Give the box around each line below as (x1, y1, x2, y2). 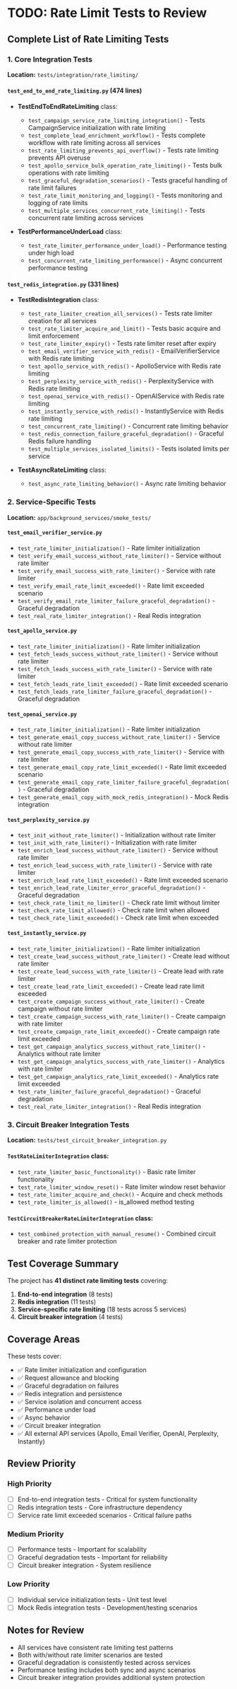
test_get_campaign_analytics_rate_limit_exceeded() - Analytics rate (17, 1072, 219, 1080)
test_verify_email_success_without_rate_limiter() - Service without (17, 551, 221, 559)
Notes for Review (7, 1625, 85, 1637)
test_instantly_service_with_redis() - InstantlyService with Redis (28, 407, 224, 415)
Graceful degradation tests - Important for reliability (17, 1553, 168, 1562)
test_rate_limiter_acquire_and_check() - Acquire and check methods (17, 1190, 224, 1199)
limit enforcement (28, 332, 80, 340)
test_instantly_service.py (7, 929, 87, 936)
